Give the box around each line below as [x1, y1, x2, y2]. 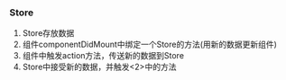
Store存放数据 [22, 28, 75, 39]
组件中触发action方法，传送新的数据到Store [22, 50, 185, 61]
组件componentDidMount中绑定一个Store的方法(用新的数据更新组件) [22, 39, 278, 50]
